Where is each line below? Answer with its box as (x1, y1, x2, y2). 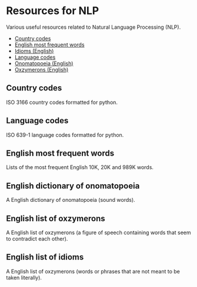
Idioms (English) (14, 47, 54, 54)
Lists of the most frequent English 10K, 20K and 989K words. (6, 164, 154, 171)
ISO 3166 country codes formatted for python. (6, 99, 118, 106)
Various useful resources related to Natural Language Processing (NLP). (6, 23, 181, 31)
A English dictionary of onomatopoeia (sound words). (6, 197, 135, 204)
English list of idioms (6, 252, 84, 262)
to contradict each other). (6, 235, 68, 242)
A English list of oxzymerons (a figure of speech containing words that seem (6, 229, 191, 236)
